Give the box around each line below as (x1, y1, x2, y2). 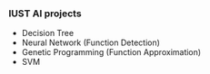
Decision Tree (21, 28, 75, 39)
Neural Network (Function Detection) (21, 37, 161, 48)
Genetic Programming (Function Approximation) (21, 47, 202, 58)
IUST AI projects (8, 7, 83, 20)
